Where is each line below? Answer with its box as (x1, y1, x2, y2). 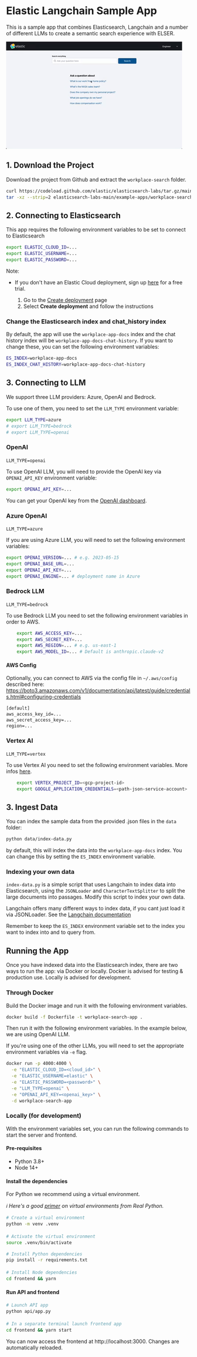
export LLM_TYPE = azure (6, 417, 62, 423)
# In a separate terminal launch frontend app (6, 1321, 122, 1326)
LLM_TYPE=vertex (6, 751, 46, 757)
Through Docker (6, 989, 54, 997)
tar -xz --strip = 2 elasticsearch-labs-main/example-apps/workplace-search (6, 194, 193, 200)
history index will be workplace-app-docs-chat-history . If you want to (6, 337, 174, 344)
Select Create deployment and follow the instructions (23, 303, 154, 310)
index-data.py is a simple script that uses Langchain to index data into (6, 881, 176, 888)
